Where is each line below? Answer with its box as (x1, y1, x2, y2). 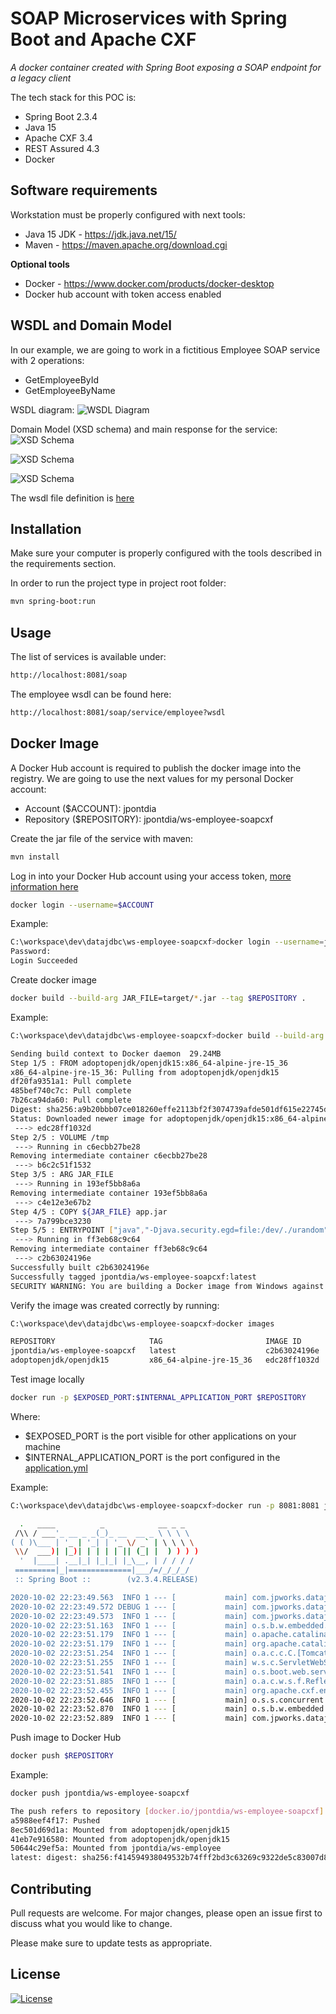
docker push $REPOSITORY (10, 1751, 114, 1761)
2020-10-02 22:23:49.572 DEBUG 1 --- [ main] (10, 1602, 248, 1612)
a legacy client (10, 72, 72, 84)
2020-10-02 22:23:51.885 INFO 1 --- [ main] (10, 1676, 248, 1686)
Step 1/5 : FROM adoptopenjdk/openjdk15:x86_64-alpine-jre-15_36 (10, 1058, 288, 1068)
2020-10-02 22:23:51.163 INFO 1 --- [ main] (10, 1620, 248, 1631)
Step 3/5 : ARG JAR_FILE (10, 1170, 114, 1180)
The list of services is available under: (10, 651, 167, 663)
